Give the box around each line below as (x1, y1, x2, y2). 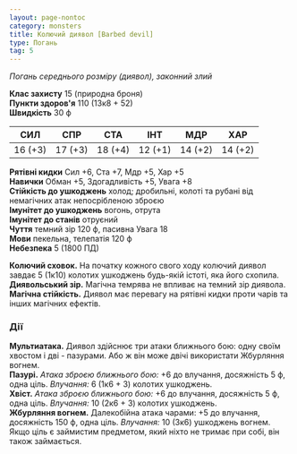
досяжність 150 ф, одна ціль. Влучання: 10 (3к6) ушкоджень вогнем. (9, 417, 271, 428)
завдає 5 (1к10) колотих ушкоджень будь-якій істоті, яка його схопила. (9, 270, 280, 280)
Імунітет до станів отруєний (9, 214, 119, 225)
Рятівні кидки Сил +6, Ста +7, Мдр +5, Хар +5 (9, 167, 185, 177)
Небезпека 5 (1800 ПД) (9, 243, 100, 253)
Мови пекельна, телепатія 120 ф (9, 234, 132, 244)
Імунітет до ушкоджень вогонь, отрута (9, 205, 161, 216)
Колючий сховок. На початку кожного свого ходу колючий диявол (9, 261, 267, 271)
